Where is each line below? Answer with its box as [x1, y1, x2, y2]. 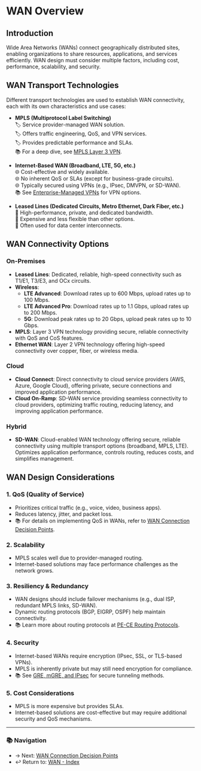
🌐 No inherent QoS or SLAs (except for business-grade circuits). [14, 175, 174, 182]
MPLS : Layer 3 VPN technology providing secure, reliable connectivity [14, 328, 188, 335]
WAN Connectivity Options [6, 239, 109, 249]
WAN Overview [6, 4, 84, 18]
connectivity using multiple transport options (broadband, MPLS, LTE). [14, 442, 188, 450]
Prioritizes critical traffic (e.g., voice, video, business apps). [14, 504, 162, 511]
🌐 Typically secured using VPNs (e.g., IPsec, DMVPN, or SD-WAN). [14, 182, 181, 189]
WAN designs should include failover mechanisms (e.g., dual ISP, [14, 595, 175, 603]
